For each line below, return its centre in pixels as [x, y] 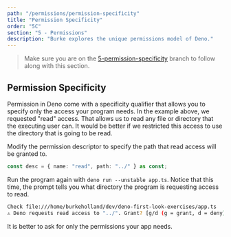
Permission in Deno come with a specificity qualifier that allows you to [107, 104]
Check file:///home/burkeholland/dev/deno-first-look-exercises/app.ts [112, 207]
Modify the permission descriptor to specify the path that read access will [112, 146]
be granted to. [27, 154]
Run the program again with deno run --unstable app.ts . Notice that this [110, 179]
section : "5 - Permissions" [47, 33]
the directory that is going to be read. [60, 133]
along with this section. [57, 66]
